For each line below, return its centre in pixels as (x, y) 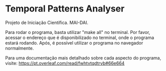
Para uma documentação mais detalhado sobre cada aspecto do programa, (83, 57)
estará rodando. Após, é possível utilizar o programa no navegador (74, 42)
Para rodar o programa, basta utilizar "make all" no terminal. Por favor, (78, 32)
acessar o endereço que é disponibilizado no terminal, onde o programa (80, 37)
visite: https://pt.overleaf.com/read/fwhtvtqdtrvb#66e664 (65, 63)
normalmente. (20, 48)
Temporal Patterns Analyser (65, 9)
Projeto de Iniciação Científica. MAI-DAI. (47, 22)
